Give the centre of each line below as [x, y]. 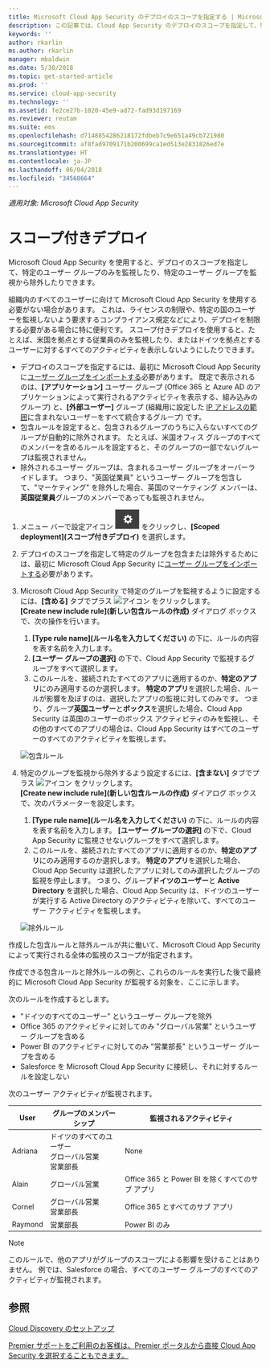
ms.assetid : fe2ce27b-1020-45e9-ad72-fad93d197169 [95, 110]
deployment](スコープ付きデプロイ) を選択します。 [105, 537]
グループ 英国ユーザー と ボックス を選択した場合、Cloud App [144, 709]
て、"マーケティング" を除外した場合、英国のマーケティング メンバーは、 [141, 487]
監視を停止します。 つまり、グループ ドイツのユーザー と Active [136, 881]
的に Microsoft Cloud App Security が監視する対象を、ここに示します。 [126, 982]
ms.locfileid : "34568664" [51, 178]
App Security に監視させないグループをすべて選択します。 [127, 840]
